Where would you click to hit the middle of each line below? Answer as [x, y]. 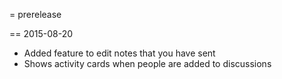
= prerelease [35, 14]
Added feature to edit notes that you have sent [119, 53]
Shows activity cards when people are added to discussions [147, 63]
